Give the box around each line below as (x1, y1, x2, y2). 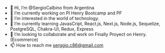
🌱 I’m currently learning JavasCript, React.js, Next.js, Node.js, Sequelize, (10, 20, 160, 26)
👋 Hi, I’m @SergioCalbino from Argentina (10, 5, 95, 10)
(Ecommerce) (10, 36, 39, 42)
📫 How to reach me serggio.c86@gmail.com (10, 42, 104, 48)
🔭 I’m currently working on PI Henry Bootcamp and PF (10, 10, 122, 16)
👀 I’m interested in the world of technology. (10, 15, 100, 21)
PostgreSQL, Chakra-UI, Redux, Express (10, 26, 94, 32)
